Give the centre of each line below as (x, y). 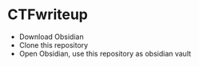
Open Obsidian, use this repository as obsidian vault (105, 53)
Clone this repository (54, 45)
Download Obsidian (52, 37)
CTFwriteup (48, 15)
